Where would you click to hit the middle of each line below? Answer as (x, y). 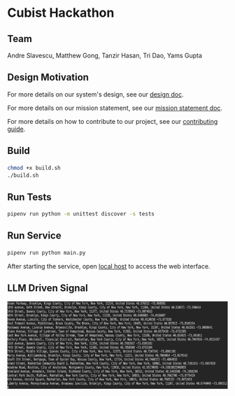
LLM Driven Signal (48, 288)
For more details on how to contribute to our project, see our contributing (113, 121)
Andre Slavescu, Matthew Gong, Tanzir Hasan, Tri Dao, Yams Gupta (105, 55)
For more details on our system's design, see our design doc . (95, 94)
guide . (16, 129)
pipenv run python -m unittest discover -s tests (81, 214)
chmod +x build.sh (34, 168)
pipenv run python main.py (47, 253)
